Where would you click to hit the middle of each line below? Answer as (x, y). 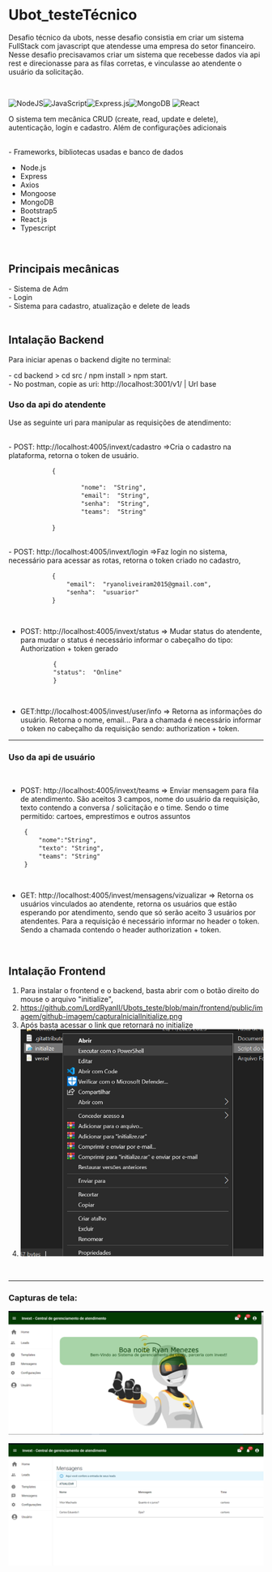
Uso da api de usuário (52, 757)
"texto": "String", (71, 849)
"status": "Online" (88, 672)
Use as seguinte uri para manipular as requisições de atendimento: (120, 422)
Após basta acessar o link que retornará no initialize (106, 1025)
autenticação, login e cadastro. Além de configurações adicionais (117, 127)
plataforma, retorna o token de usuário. (74, 455)
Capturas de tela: (43, 1297)
